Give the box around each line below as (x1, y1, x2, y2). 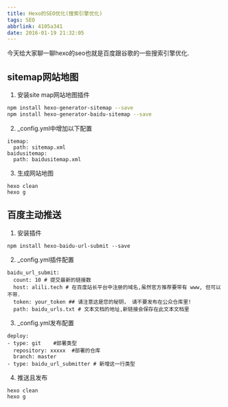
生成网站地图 (16, 169, 54, 177)
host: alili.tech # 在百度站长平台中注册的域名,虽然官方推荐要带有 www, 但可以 (13, 284, 221, 291)
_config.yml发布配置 (16, 318, 74, 327)
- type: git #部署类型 (7, 340, 78, 346)
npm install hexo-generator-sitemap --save (7, 105, 134, 112)
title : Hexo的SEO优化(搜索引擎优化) (7, 10, 103, 17)
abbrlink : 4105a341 (7, 23, 63, 30)
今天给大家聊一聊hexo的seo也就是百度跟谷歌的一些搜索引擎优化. (7, 49, 190, 57)
